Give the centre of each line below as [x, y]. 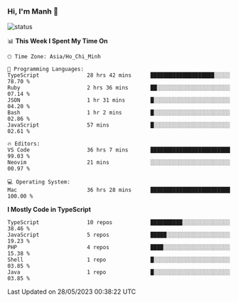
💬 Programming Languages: [45, 69]
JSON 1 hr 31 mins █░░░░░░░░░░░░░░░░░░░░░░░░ [119, 100]
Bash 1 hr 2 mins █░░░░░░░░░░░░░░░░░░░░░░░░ [119, 113]
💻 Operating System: [39, 182]
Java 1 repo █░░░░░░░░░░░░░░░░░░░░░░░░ [119, 272]
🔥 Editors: [24, 144]
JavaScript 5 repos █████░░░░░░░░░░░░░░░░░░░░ [119, 235]
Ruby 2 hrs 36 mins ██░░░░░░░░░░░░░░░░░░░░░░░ [119, 88]
